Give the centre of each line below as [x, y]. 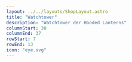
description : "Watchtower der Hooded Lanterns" [67, 22]
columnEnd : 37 [24, 34]
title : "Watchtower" [32, 17]
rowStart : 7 [21, 39]
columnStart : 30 [26, 28]
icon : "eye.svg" [26, 50]
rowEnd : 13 [20, 45]
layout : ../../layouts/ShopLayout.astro [57, 12]
